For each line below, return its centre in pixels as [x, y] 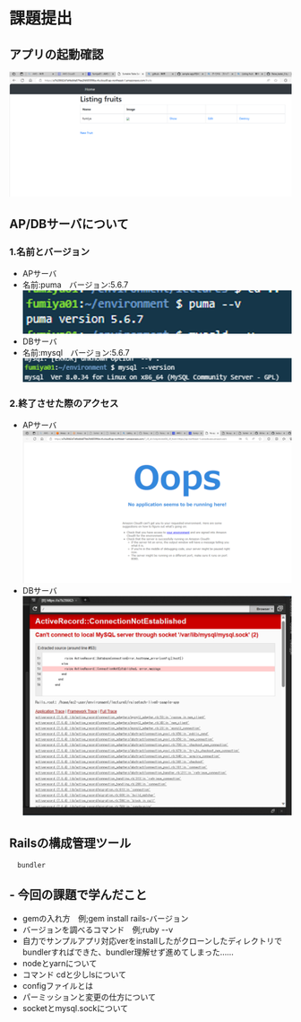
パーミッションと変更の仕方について [89, 997]
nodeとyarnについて [60, 963]
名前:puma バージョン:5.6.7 [75, 285]
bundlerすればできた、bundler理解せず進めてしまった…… [128, 952]
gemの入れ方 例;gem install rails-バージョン [105, 918]
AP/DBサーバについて [69, 224]
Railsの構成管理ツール [70, 843]
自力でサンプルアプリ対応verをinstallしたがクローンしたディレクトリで [152, 940]
